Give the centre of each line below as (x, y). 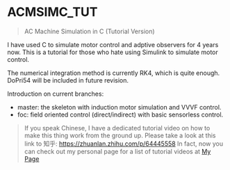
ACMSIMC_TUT (53, 12)
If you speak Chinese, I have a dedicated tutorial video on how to (117, 128)
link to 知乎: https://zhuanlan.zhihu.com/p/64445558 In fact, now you (124, 144)
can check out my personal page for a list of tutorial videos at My (117, 151)
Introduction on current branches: (56, 94)
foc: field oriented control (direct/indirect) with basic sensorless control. (120, 114)
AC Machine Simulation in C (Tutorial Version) (89, 31)
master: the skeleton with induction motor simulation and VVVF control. (119, 107)
